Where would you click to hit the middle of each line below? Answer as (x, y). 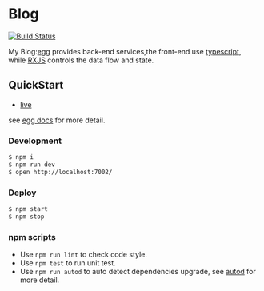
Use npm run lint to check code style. (84, 255)
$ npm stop (26, 217)
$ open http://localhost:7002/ (60, 172)
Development (35, 141)
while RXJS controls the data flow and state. (81, 60)
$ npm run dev (32, 165)
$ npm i (21, 157)
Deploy (22, 193)
